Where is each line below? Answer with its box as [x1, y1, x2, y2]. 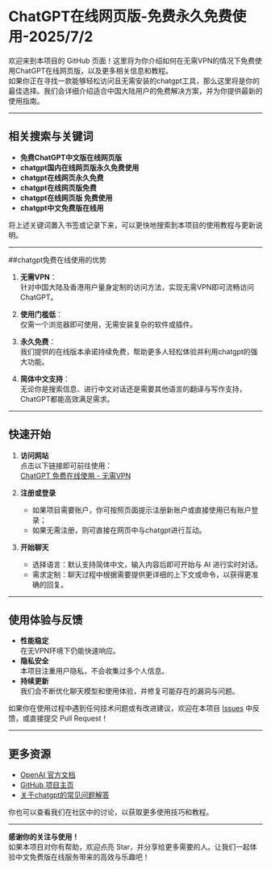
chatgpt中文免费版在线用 [19, 203, 104, 212]
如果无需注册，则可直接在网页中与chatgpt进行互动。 [31, 525, 206, 535]
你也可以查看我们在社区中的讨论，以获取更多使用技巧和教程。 [8, 808, 214, 817]
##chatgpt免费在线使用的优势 [8, 255, 107, 265]
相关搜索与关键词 [8, 130, 94, 144]
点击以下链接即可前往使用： [19, 461, 113, 470]
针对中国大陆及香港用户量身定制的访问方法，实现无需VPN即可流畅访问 [19, 282, 254, 291]
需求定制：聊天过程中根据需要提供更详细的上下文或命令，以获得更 [31, 570, 252, 579]
